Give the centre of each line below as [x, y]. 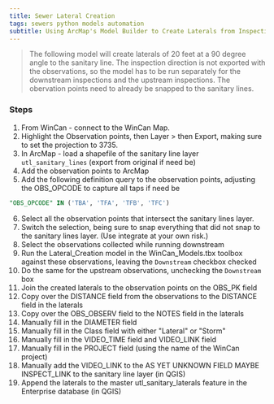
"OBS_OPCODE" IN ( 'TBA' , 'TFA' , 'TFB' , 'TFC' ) [89, 203]
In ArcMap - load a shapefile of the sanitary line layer [110, 153]
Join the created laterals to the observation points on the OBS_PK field [139, 287]
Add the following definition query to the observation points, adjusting [138, 179]
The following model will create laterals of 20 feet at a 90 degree [137, 54]
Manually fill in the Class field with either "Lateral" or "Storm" [123, 331]
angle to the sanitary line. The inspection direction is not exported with [147, 63]
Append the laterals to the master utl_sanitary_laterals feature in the [134, 382]
